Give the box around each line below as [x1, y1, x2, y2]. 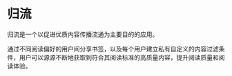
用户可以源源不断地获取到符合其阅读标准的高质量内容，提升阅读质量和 [19, 53, 219, 62]
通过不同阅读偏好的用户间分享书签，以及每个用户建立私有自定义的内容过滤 [7, 45, 219, 53]
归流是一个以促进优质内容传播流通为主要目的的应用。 [7, 30, 159, 38]
